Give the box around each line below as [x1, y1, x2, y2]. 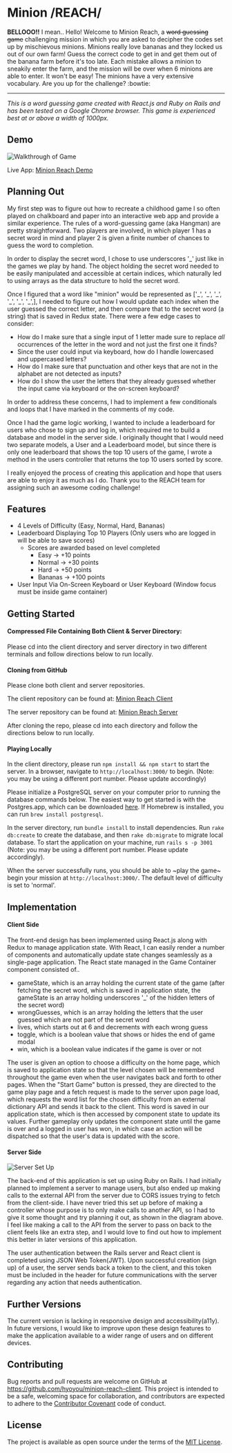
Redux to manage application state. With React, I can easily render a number [7, 943, 225, 951]
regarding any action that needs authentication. [7, 1279, 142, 1287]
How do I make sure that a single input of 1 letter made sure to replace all [17, 332, 225, 341]
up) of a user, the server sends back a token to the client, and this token [7, 1263, 212, 1272]
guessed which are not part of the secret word [17, 1016, 150, 1024]
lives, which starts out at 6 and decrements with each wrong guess [17, 1022, 209, 1031]
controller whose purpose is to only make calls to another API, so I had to [7, 1206, 215, 1214]
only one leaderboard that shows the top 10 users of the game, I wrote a [7, 448, 213, 456]
